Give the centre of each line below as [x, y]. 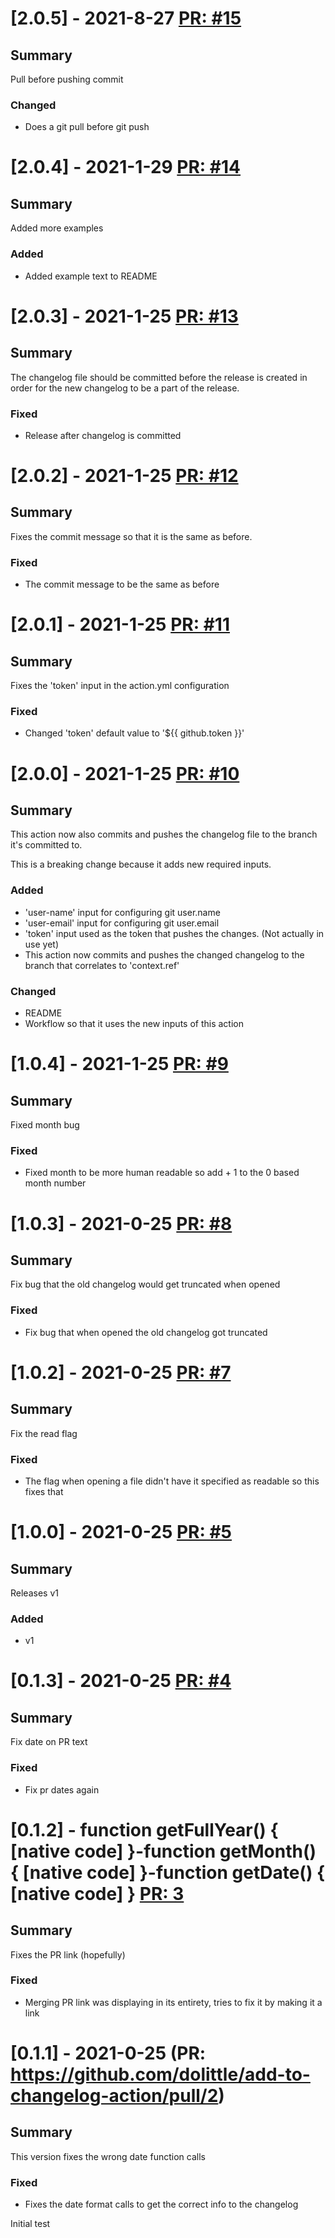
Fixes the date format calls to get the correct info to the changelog [161, 2204]
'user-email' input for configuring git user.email [122, 923]
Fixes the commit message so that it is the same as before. [131, 536]
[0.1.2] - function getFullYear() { [144, 1829]
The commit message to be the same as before [122, 584]
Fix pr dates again [62, 1789]
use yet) [42, 944]
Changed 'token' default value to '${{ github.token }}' [134, 733]
